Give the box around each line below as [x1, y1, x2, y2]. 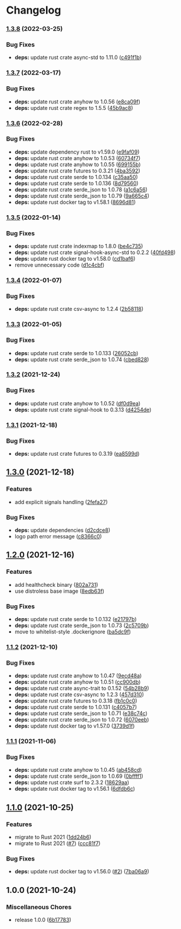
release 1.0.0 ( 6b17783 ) [14, 917, 72, 924]
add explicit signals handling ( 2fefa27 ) [14, 498, 108, 505]
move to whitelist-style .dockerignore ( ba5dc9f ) [14, 628, 131, 635]
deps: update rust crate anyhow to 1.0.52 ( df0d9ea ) [14, 399, 141, 407]
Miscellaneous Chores [6, 902, 72, 911]
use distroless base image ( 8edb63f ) [14, 587, 105, 595]
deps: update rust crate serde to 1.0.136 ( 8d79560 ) [14, 180, 139, 187]
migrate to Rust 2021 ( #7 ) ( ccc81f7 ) [14, 840, 101, 847]
